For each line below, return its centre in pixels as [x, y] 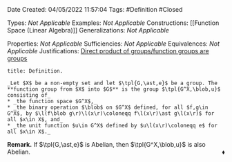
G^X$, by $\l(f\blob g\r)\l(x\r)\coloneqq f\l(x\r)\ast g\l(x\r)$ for [111, 114]
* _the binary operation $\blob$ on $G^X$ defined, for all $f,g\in [108, 107]
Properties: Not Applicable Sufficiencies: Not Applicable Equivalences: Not [113, 44]
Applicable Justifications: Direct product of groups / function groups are [108, 51]
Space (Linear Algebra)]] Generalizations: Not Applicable [88, 30]
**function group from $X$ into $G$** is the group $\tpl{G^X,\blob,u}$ [114, 89]
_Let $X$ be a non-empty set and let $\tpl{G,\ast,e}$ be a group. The [112, 83]
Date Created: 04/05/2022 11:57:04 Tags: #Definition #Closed [95, 9]
